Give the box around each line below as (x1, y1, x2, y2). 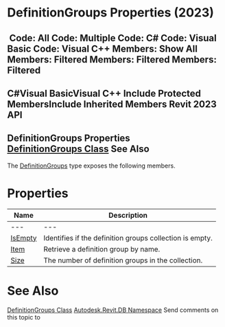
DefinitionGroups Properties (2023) (7, 5, 215, 21)
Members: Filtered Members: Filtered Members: (7, 54, 217, 65)
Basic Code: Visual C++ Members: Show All (7, 43, 198, 54)
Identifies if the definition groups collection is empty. (43, 233, 213, 243)
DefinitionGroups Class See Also (7, 143, 150, 155)
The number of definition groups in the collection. (43, 256, 203, 265)
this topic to (7, 313, 41, 321)
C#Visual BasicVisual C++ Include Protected (7, 87, 201, 99)
